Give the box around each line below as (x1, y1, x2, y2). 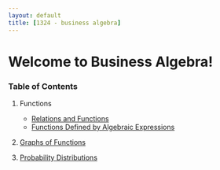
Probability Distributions (19, 153, 98, 162)
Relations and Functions (31, 113, 109, 123)
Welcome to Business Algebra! (8, 53, 214, 71)
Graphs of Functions (19, 137, 86, 146)
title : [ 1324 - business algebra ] (8, 19, 122, 27)
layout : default (8, 11, 61, 20)
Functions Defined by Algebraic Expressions (31, 122, 175, 131)
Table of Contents (8, 80, 79, 91)
